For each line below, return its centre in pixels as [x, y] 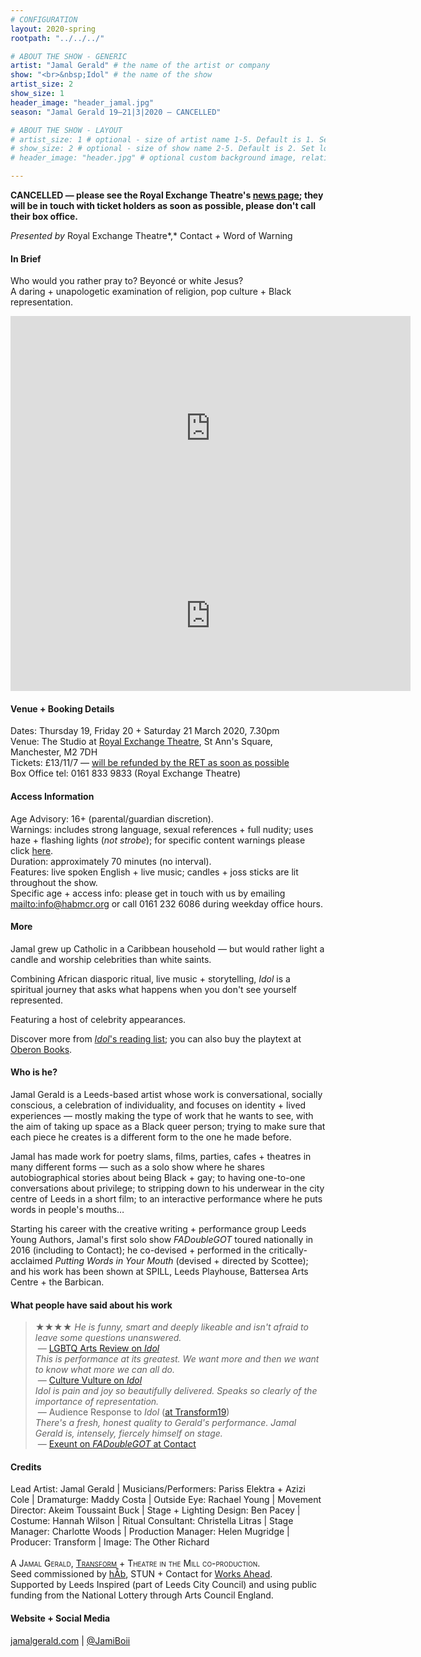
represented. [37, 1000]
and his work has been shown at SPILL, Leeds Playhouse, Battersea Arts [159, 1272]
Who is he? [34, 1072]
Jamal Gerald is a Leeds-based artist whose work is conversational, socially [166, 1095]
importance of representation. [97, 1402]
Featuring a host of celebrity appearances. [98, 1019]
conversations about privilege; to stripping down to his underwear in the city [167, 1188]
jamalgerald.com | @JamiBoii [70, 1640]
